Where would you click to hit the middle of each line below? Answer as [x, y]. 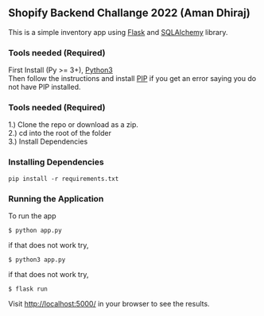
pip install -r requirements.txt [64, 179]
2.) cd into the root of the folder [60, 133]
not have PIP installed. [45, 87]
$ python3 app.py [37, 260]
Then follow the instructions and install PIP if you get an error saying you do [132, 79]
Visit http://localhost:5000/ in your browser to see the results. [109, 304]
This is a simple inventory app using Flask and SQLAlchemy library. [118, 32]
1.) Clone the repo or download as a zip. [74, 125]
